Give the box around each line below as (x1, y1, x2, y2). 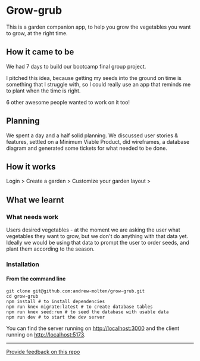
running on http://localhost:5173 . (6, 331, 86, 338)
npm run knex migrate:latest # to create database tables (6, 304, 153, 310)
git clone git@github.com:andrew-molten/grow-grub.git (6, 288, 145, 294)
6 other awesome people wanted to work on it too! (6, 98, 130, 106)
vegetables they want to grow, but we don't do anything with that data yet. (6, 233, 189, 240)
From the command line (6, 275, 66, 282)
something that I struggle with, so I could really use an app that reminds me (6, 81, 191, 88)
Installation (6, 260, 40, 269)
